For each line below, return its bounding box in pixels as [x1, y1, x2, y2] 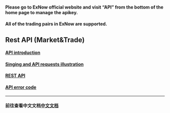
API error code [5, 84, 36, 90]
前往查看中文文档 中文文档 [5, 102, 59, 108]
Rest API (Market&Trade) [5, 35, 85, 44]
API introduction [5, 49, 40, 55]
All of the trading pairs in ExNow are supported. [5, 21, 107, 27]
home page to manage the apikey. [5, 9, 78, 15]
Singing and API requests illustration [5, 61, 84, 67]
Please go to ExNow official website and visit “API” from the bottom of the [5, 4, 163, 10]
